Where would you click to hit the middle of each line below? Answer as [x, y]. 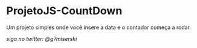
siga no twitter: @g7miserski [42, 39]
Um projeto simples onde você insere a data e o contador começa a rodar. [99, 27]
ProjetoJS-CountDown [64, 11]
